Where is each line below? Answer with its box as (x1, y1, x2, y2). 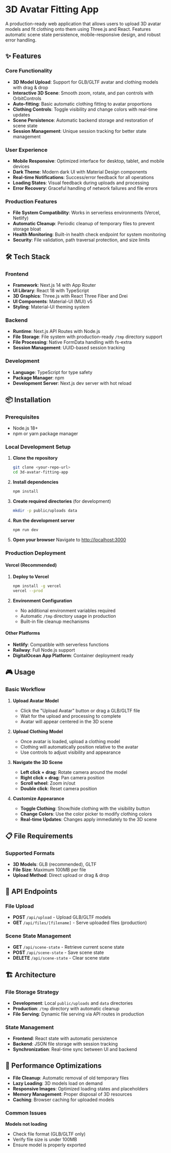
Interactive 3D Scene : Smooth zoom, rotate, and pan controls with (12, 90, 154, 96)
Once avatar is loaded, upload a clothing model (20, 738, 120, 745)
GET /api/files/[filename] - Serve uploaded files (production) (12, 920, 147, 926)
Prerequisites (5, 413, 39, 420)
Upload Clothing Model (12, 728, 63, 734)
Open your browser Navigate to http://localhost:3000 (12, 536, 126, 542)
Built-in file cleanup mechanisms (20, 618, 90, 624)
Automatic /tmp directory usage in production (20, 613, 116, 619)
